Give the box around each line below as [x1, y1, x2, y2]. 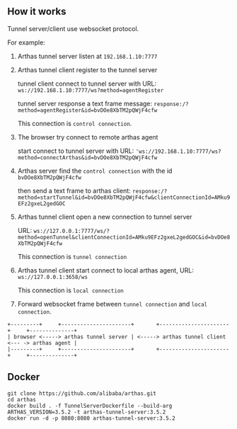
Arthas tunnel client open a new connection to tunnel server [17, 212, 192, 221]
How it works [7, 6, 67, 18]
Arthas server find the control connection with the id [17, 166, 173, 175]
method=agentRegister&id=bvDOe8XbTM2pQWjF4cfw [17, 106, 158, 114]
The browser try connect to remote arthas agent [17, 132, 158, 141]
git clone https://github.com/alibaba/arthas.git [7, 389, 157, 397]
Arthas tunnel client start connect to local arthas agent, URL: [17, 265, 195, 275]
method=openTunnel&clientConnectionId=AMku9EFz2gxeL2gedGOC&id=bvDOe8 [17, 234, 231, 241]
